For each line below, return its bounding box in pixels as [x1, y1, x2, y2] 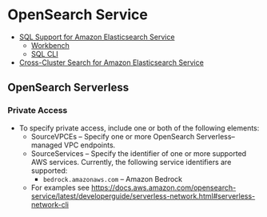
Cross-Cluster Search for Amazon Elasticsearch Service [18, 58, 205, 67]
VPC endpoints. [64, 140, 116, 150]
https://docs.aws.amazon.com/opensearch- [90, 183, 237, 192]
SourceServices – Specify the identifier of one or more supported [30, 148, 247, 158]
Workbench [30, 40, 70, 50]
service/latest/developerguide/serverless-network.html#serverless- [30, 191, 256, 201]
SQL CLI [30, 49, 59, 58]
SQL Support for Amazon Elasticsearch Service [18, 32, 175, 42]
